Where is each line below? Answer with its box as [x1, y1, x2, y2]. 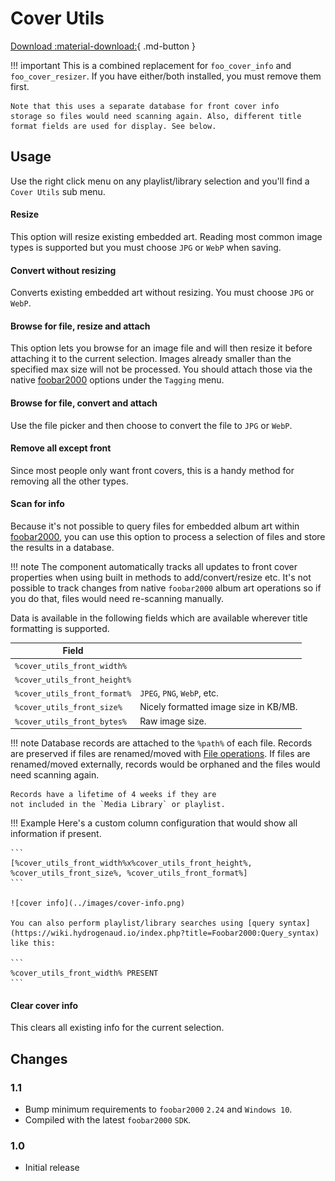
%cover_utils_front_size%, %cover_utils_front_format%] [10, 868, 248, 879]
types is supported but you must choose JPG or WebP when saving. [10, 241, 282, 253]
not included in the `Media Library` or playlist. [10, 800, 226, 810]
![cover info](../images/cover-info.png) [10, 898, 186, 909]
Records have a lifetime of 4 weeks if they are [10, 790, 217, 800]
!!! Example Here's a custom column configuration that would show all [10, 817, 298, 829]
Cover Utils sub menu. [10, 185, 106, 197]
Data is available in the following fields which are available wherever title [10, 612, 308, 624]
